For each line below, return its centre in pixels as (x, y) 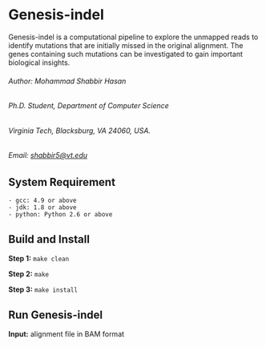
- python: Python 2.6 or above (60, 215)
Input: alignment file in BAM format (66, 334)
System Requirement (62, 182)
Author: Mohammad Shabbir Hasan (67, 81)
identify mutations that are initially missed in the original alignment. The (126, 45)
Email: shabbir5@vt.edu (48, 155)
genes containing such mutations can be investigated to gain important (125, 54)
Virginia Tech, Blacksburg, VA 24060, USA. (79, 131)
